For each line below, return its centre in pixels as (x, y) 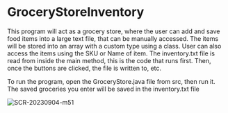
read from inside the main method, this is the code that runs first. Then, (109, 60)
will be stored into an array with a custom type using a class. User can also (114, 46)
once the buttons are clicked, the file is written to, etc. (84, 68)
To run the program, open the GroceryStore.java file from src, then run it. (111, 81)
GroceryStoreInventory (76, 12)
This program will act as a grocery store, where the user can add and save (114, 31)
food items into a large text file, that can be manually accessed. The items (113, 38)
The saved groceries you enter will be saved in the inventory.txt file (103, 89)
